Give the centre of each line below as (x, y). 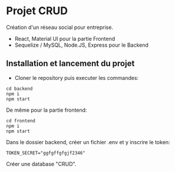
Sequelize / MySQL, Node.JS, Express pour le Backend (82, 45)
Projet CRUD (37, 11)
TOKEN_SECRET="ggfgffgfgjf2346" (46, 153)
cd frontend (21, 121)
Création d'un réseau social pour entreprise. (60, 27)
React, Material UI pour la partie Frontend (65, 38)
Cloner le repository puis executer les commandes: (77, 77)
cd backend (19, 89)
